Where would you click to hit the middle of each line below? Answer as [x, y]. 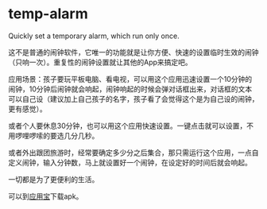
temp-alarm [48, 14]
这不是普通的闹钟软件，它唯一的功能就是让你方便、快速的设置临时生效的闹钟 [133, 52]
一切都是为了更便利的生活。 [54, 179]
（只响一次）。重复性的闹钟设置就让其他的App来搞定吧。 [100, 62]
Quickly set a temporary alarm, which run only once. [94, 36]
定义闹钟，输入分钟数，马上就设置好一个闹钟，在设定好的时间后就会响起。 [130, 162]
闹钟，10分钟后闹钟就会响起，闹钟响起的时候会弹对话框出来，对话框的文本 [130, 89]
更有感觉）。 [27, 109]
